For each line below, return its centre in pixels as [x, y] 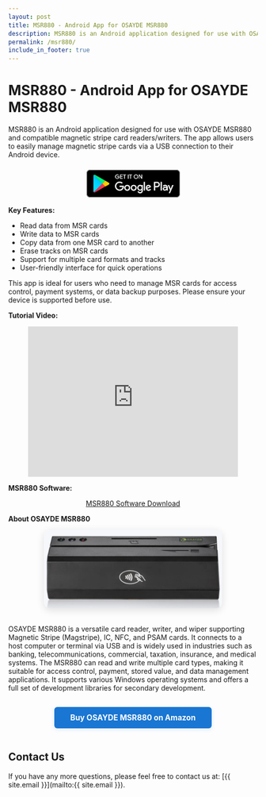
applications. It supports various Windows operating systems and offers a [129, 680]
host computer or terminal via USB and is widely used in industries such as [130, 645]
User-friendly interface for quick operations [91, 268]
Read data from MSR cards [64, 225]
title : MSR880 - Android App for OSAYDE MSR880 [88, 25]
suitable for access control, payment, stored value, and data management [129, 671]
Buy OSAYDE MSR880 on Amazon [133, 717]
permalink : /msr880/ [42, 42]
